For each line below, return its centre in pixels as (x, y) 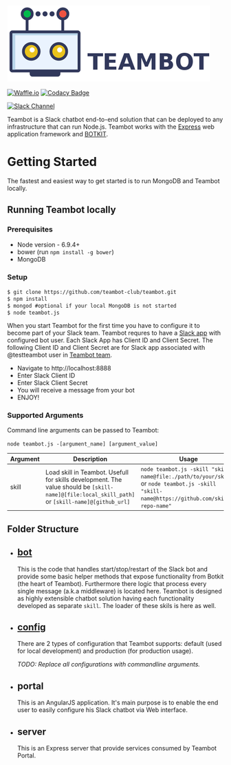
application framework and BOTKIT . (58, 134)
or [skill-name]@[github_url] (88, 502)
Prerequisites (30, 229)
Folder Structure (43, 529)
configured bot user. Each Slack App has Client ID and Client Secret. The (110, 340)
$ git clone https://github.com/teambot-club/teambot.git (92, 292)
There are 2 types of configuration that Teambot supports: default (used (119, 644)
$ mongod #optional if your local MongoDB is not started (92, 306)
